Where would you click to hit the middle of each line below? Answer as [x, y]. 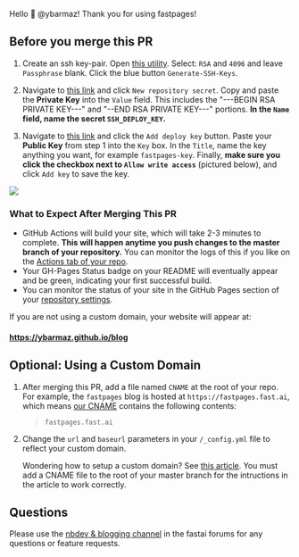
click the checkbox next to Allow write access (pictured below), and [149, 164]
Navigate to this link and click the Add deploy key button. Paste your [147, 136]
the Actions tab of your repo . [75, 262]
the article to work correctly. [74, 484]
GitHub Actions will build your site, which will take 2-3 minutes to [141, 233]
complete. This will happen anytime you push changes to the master [151, 243]
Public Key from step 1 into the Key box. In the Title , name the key [144, 145]
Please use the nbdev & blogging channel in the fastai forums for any [136, 534]
